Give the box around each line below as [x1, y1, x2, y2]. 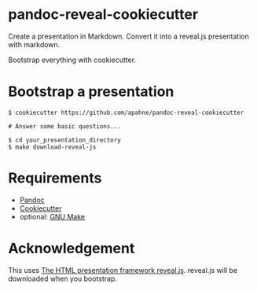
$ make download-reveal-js [8, 143, 97, 151]
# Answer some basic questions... [8, 122, 122, 131]
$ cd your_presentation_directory [8, 136, 122, 144]
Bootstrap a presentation [8, 83, 174, 101]
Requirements [8, 169, 102, 187]
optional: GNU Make [19, 212, 86, 221]
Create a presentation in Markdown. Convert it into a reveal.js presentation [8, 31, 249, 41]
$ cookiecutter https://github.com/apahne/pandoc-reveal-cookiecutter [8, 109, 244, 116]
